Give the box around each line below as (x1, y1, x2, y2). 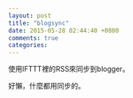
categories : (8, 41, 48, 49)
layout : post (8, 11, 52, 20)
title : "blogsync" (8, 19, 69, 27)
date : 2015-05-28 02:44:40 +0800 (8, 26, 119, 34)
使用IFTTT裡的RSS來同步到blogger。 (8, 65, 130, 74)
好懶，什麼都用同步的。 (8, 81, 85, 91)
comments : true (8, 33, 59, 42)
